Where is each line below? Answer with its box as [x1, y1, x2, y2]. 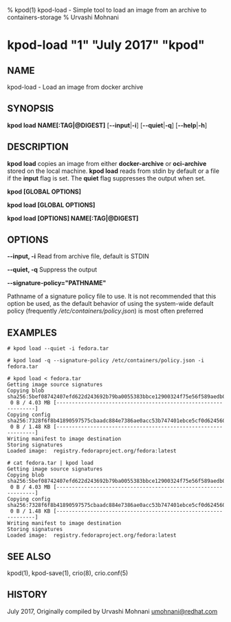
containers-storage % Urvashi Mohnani [7, 13, 119, 21]
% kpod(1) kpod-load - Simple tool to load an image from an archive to [7, 6, 207, 14]
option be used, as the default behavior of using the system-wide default [7, 300, 214, 308]
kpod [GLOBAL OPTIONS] [7, 187, 81, 196]
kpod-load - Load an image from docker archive [7, 83, 144, 91]
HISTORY [7, 589, 48, 601]
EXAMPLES [7, 326, 57, 338]
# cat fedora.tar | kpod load [7, 459, 94, 467]
